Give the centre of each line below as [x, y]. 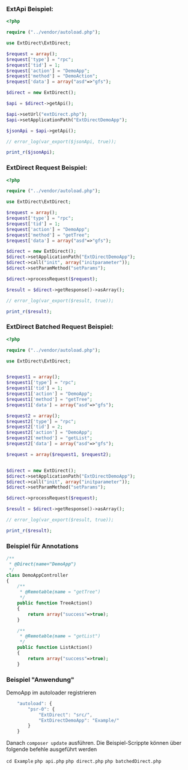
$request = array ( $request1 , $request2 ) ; [59, 454]
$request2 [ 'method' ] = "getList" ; [50, 438]
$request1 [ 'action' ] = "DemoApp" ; [50, 394]
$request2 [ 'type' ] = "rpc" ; [41, 421]
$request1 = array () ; [33, 377]
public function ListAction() [55, 648]
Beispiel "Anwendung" [40, 679]
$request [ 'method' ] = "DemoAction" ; [52, 76]
